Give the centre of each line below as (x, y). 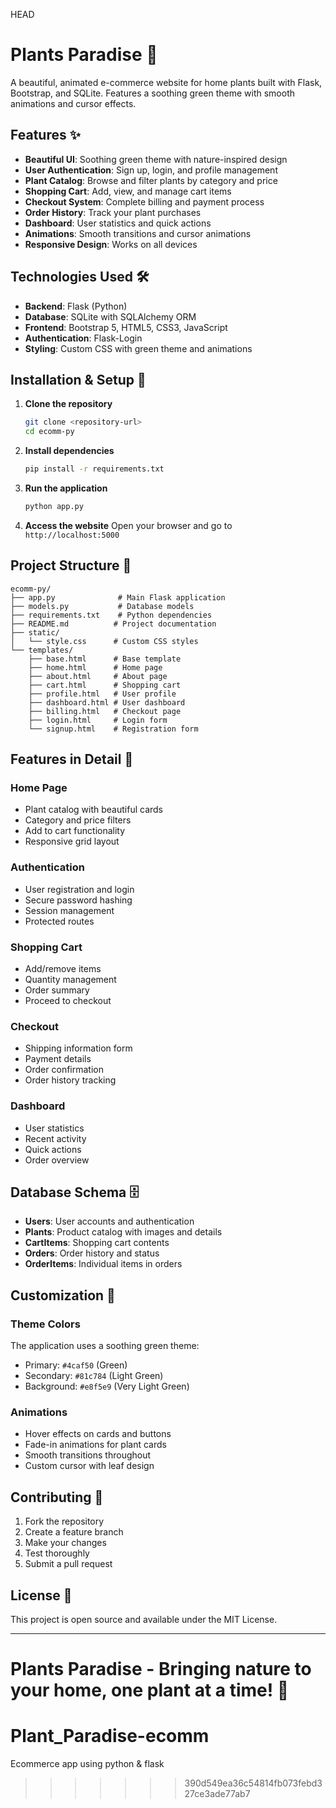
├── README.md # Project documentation (113, 624)
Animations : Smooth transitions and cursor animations (138, 233)
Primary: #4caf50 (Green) (76, 1365)
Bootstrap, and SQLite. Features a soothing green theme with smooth (153, 93)
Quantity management (70, 979)
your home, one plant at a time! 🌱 (150, 1690)
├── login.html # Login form (98, 720)
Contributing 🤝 (57, 1497)
